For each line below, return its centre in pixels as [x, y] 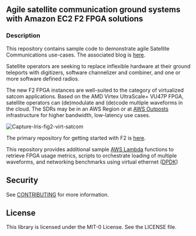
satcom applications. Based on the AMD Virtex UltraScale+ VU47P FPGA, [95, 96]
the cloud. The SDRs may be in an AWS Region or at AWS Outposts [87, 109]
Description [23, 36]
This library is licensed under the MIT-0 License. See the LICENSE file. [91, 227]
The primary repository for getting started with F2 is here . [76, 138]
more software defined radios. [43, 78]
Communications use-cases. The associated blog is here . [76, 55]
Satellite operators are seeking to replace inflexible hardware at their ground [98, 66]
